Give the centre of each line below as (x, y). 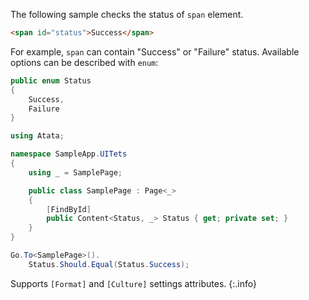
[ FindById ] (69, 209)
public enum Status (51, 80)
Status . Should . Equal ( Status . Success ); (109, 264)
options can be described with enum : (84, 62)
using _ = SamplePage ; (75, 172)
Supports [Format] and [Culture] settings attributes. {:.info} (133, 283)
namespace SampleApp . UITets (69, 154)
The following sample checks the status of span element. (127, 14)
